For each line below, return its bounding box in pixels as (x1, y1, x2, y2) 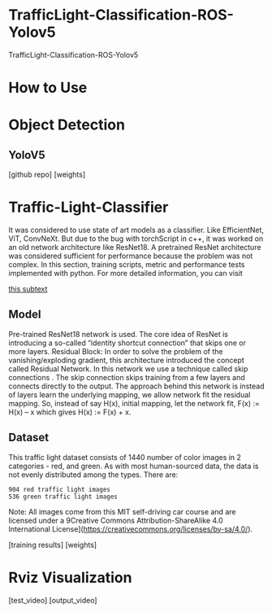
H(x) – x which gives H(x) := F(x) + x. (8, 407, 132, 417)
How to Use (8, 79, 88, 97)
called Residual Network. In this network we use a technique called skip (8, 364, 248, 374)
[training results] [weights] (8, 540, 97, 550)
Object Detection (8, 116, 126, 134)
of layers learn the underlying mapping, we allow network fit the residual (8, 389, 251, 400)
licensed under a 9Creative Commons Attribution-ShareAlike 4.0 (8, 515, 223, 525)
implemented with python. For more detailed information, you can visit (8, 269, 243, 278)
